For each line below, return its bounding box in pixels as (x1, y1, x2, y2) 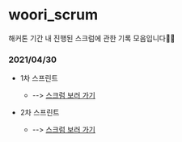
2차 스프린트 (19, 107, 60, 118)
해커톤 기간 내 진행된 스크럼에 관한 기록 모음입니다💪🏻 (8, 33, 176, 43)
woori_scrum (8, 6, 99, 24)
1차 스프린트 (19, 73, 58, 83)
